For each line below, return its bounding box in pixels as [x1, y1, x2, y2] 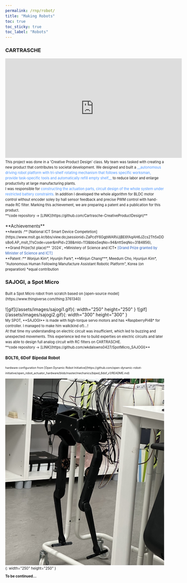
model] [107, 291, 119, 296]
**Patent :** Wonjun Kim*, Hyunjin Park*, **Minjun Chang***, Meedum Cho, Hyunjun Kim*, [5, 256, 157, 261]
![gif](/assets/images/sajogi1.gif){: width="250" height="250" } [5, 306, 136, 312]
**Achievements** [5, 223, 45, 229]
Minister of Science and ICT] [5, 251, 53, 256]
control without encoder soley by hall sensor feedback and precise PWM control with [5, 197, 147, 202]
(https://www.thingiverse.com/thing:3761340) [5, 296, 81, 302]
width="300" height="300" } [68, 311, 128, 318]
